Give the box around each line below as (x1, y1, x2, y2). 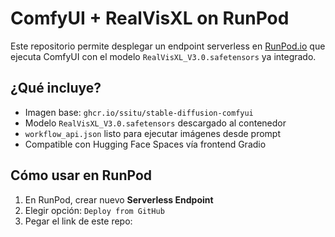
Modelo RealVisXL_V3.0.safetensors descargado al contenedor (24, 117, 287, 129)
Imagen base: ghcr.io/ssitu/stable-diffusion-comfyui (24, 106, 254, 118)
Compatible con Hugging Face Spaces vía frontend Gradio (24, 138, 267, 150)
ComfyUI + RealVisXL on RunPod (10, 7, 290, 30)
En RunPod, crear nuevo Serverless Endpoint (24, 193, 214, 206)
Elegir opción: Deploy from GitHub (24, 204, 165, 216)
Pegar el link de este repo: (24, 215, 133, 227)
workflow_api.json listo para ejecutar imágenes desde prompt (24, 127, 281, 139)
